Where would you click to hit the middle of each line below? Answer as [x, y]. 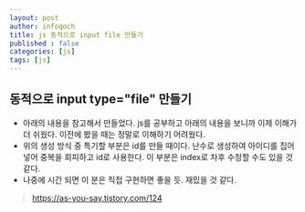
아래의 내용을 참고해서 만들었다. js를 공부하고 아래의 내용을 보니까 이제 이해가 [160, 123]
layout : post [34, 18]
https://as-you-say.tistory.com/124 [97, 197]
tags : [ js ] [30, 60]
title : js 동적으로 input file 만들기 [77, 35]
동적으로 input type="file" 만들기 [100, 100]
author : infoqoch [42, 26]
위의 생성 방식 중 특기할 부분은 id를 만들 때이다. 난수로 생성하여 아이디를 [150, 146]
